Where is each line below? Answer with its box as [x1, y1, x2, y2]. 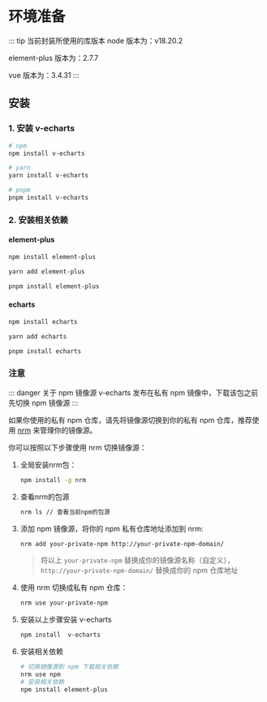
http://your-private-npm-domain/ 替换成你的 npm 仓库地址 [40, 566, 239, 575]
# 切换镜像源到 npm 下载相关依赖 [19, 663, 119, 671]
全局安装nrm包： [19, 459, 77, 469]
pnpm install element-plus [8, 282, 100, 291]
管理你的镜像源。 [39, 425, 97, 435]
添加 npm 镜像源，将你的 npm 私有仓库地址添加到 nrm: [19, 523, 204, 533]
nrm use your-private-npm [19, 599, 108, 607]
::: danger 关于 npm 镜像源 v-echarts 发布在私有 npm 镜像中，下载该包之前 [8, 387, 258, 398]
